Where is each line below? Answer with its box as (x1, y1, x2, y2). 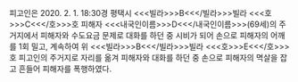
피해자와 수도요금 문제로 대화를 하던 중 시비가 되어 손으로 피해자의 (39, 30, 269, 40)
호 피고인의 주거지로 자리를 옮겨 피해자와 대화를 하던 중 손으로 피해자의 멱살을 (9, 53, 278, 62)
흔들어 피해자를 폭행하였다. (18, 63, 112, 74)
